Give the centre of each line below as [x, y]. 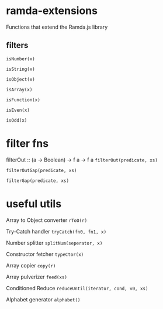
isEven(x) [18, 110]
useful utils [34, 204]
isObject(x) [20, 79]
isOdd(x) [17, 120]
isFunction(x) [23, 100]
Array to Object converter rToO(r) [47, 220]
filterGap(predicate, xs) [37, 181]
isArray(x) [19, 90]
